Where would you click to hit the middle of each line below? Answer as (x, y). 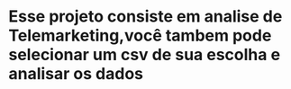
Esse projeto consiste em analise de (145, 17)
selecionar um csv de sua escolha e (145, 55)
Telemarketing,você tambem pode (140, 36)
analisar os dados (76, 74)
